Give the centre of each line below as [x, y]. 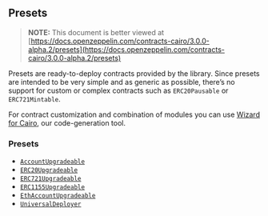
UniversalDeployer [50, 204]
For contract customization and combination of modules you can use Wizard [134, 114]
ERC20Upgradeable [49, 170]
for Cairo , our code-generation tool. [67, 122]
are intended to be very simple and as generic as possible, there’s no [122, 82]
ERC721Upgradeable [50, 179]
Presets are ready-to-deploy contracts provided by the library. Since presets [134, 73]
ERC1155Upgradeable [52, 187]
